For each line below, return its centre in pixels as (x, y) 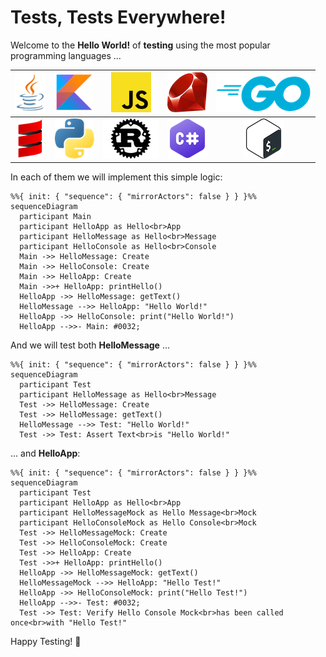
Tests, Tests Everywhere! (118, 17)
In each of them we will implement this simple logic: (116, 177)
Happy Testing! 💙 (46, 642)
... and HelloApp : (45, 453)
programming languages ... (66, 55)
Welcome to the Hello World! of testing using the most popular (140, 45)
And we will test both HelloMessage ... (90, 345)
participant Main (55, 217)
